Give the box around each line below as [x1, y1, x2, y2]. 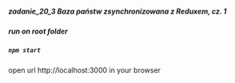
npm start [8, 46, 42, 55]
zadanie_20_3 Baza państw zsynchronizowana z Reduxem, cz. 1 [8, 6, 227, 16]
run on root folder [8, 26, 68, 36]
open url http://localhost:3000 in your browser [8, 65, 161, 75]
